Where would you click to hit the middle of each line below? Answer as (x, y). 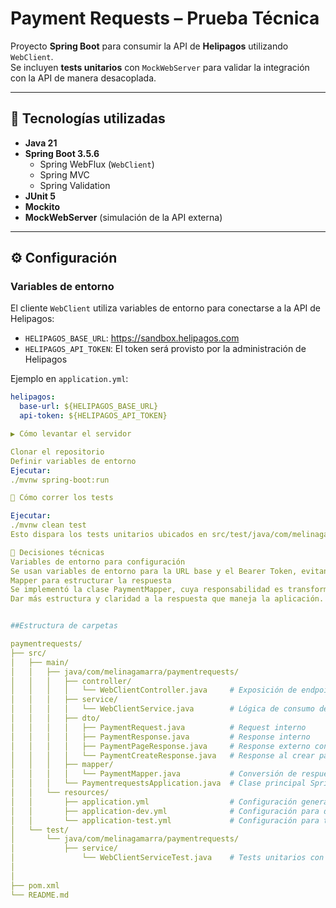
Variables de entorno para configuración (98, 562)
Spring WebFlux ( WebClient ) (97, 164)
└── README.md (40, 895)
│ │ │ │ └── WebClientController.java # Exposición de (154, 690)
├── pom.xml (35, 885)
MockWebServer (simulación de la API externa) (123, 217)
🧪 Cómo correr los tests (62, 498)
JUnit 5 (40, 196)
